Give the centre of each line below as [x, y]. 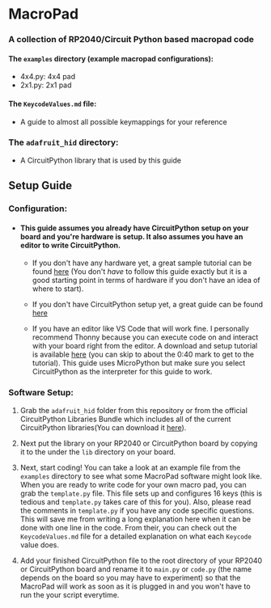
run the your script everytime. [70, 594]
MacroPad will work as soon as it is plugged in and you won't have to [135, 586]
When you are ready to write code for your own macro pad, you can [133, 484]
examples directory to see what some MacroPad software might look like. [141, 476]
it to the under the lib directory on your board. [98, 452]
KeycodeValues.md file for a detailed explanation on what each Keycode [136, 536]
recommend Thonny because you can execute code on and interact [145, 337]
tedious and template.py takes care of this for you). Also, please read [135, 501]
